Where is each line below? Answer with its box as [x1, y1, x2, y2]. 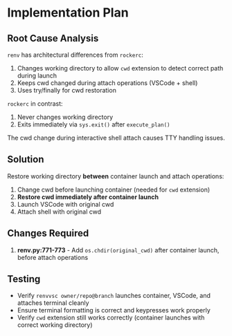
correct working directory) [17, 321, 93, 329]
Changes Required [7, 227, 89, 239]
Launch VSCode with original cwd [17, 200, 114, 208]
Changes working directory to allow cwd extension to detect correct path [17, 64, 224, 72]
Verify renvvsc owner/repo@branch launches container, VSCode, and [17, 292, 211, 300]
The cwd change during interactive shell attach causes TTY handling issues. [7, 133, 225, 142]
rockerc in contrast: [7, 100, 64, 108]
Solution [7, 153, 44, 165]
